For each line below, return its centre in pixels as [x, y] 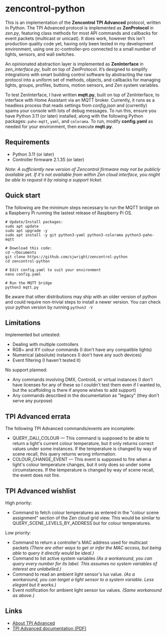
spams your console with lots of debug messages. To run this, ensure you [81, 111]
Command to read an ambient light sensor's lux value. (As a [74, 574]
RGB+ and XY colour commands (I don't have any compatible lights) [82, 350]
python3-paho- [140, 235]
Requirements [27, 142]
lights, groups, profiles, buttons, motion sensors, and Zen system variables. [82, 85]
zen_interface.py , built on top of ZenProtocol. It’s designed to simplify [76, 69]
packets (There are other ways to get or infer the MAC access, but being [87, 548]
